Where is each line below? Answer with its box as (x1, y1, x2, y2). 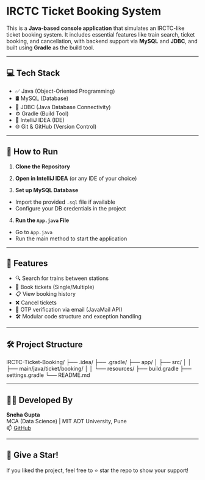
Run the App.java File (15, 217, 70, 224)
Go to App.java (15, 228, 53, 235)
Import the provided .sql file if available (15, 198, 116, 206)
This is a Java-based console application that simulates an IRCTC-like (6, 24, 185, 32)
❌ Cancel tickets (15, 299, 57, 306)
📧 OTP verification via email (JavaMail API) (15, 306, 123, 313)
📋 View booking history (15, 290, 76, 298)
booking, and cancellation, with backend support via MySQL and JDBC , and (6, 37, 198, 45)
